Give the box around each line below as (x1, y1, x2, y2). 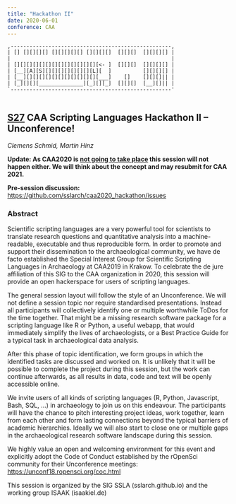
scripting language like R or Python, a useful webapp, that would (7, 321, 195, 329)
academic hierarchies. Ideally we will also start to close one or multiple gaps (7, 423, 229, 432)
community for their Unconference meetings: (7, 460, 139, 469)
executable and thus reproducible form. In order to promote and (36, 240, 222, 248)
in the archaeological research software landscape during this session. (7, 431, 213, 440)
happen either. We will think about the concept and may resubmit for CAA (7, 163, 228, 171)
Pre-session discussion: (7, 184, 80, 192)
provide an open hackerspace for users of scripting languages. (7, 277, 190, 286)
